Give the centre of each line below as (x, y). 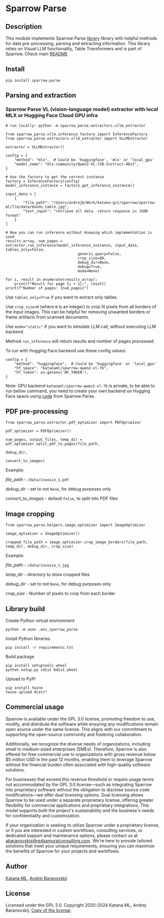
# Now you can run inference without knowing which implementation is (79, 233)
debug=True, (90, 267)
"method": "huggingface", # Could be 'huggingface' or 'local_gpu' (85, 364)
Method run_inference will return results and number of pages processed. (80, 341)
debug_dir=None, (94, 262)
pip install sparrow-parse (33, 80)
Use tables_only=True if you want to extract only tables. (62, 297)
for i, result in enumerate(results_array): (51, 279)
